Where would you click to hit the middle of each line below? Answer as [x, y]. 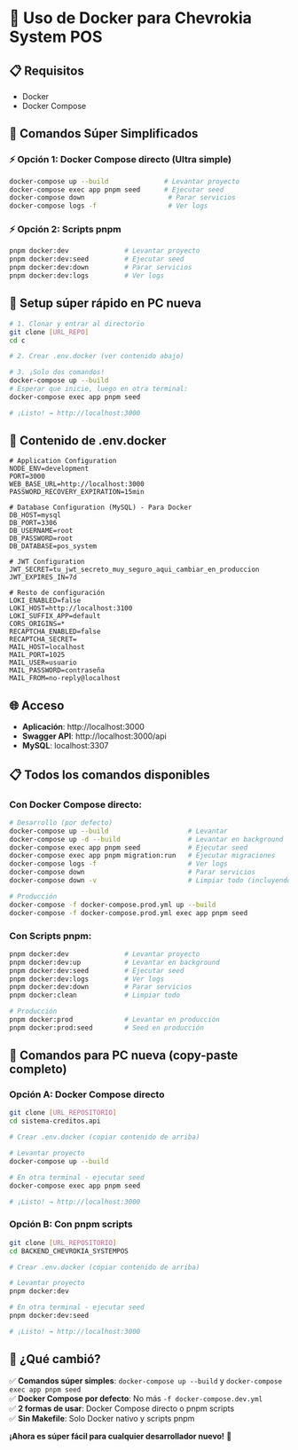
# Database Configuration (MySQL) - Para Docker [101, 508]
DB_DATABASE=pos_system [53, 546]
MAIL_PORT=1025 [37, 655]
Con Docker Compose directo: [75, 804]
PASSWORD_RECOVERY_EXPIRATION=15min [77, 492]
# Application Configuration [63, 461]
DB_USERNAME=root [41, 531]
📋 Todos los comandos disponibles [110, 775]
